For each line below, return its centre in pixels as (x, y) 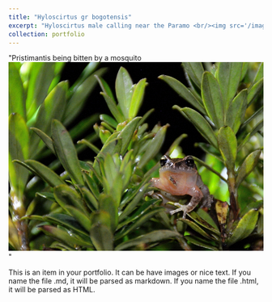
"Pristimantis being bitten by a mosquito (75, 58)
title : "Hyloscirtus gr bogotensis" (70, 17)
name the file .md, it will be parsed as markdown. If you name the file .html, (134, 281)
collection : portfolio (47, 34)
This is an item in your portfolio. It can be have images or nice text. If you (130, 272)
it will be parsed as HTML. (52, 289)
